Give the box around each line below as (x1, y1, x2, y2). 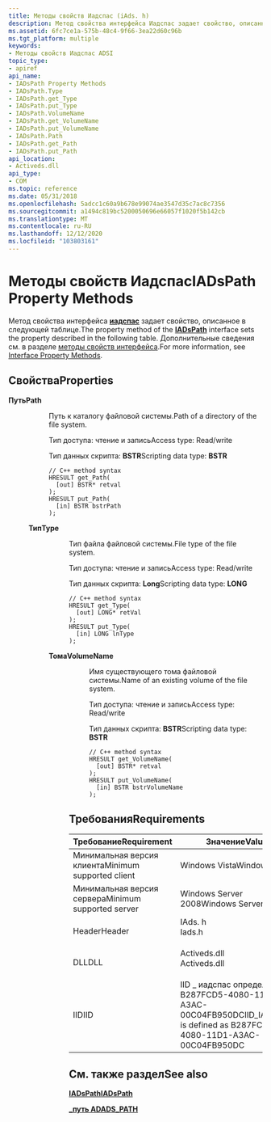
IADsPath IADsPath (69, 1089, 133, 1099)
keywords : (8, 42, 42, 50)
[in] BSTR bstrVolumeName (96, 783, 184, 791)
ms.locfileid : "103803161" (8, 238, 99, 246)
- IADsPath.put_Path (8, 147, 78, 155)
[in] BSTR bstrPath (56, 502, 122, 510)
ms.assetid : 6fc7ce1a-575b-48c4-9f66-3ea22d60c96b (8, 27, 182, 35)
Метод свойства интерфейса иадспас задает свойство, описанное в (8, 316, 246, 326)
